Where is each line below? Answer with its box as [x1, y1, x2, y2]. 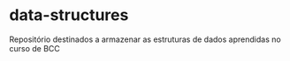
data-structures [9, 5, 129, 25]
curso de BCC [9, 43, 60, 53]
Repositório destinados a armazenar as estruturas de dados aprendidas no [9, 34, 281, 44]
